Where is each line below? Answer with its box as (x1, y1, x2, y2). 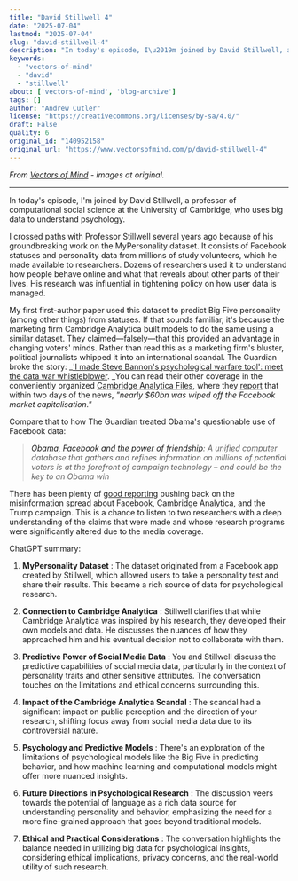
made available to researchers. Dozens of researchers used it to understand (9, 259, 287, 270)
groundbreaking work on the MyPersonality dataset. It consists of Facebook (9, 240, 286, 251)
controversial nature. (21, 725, 98, 735)
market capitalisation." (9, 398, 92, 409)
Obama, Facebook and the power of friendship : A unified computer (30, 443, 278, 453)
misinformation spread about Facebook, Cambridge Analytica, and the (9, 498, 266, 508)
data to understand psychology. (9, 214, 126, 224)
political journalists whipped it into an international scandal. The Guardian (9, 351, 278, 362)
